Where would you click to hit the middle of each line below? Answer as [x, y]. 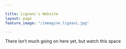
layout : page [18, 18]
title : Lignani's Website [31, 14]
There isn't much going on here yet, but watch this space [63, 41]
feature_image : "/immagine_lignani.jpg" [47, 23]
